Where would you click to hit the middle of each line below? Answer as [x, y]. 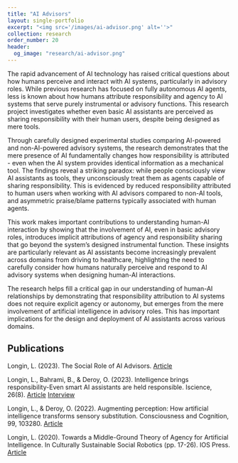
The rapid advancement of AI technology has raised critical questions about [118, 73]
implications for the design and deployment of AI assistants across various [117, 318]
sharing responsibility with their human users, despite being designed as [114, 119]
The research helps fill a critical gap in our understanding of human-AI [110, 288]
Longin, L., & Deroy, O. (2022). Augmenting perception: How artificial [108, 408]
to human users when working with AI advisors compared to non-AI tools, [115, 193]
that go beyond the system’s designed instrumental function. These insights [118, 244]
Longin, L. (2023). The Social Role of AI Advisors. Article [90, 366]
